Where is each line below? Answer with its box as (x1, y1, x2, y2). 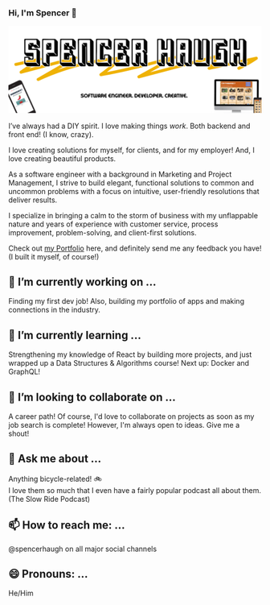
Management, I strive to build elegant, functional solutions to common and (8, 177, 255, 188)
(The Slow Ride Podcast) (8, 494, 91, 503)
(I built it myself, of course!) (8, 251, 100, 261)
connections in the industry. (8, 305, 100, 315)
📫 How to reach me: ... (8, 519, 126, 532)
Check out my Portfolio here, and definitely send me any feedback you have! (8, 243, 262, 253)
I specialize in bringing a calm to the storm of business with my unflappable (8, 210, 259, 220)
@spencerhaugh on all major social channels (8, 544, 157, 553)
